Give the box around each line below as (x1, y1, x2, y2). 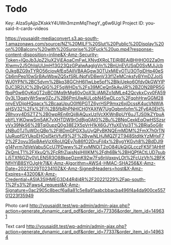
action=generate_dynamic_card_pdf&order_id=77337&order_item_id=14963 (5, 228, 164, 235)
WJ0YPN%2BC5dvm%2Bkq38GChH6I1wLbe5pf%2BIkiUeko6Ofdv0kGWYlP (5, 79, 165, 85)
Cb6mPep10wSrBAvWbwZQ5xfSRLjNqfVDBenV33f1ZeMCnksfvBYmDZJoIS (5, 73, 163, 79)
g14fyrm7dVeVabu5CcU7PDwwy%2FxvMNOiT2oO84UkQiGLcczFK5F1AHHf (5, 143, 165, 150)
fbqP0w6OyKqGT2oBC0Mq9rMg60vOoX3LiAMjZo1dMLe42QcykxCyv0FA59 (5, 89, 166, 95)
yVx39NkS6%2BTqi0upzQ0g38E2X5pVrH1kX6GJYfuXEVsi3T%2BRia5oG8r (5, 122, 164, 128)
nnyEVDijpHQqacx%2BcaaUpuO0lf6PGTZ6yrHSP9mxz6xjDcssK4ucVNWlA (5, 100, 164, 106)
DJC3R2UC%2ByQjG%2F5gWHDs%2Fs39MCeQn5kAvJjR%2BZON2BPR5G (5, 84, 165, 90)
